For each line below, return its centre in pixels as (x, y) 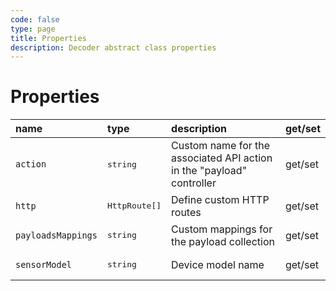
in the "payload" (209, 171)
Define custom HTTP (220, 199)
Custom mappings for (222, 229)
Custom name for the (221, 146)
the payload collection (223, 241)
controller (194, 183)
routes (186, 212)
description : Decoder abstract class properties (113, 47)
